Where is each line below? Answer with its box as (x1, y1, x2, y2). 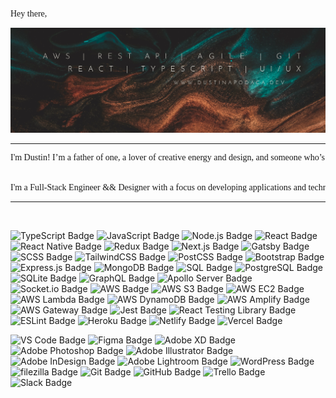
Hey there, (10, 9, 48, 19)
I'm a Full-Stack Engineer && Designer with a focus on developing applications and (10, 182, 307, 193)
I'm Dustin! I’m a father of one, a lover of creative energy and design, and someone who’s (10, 152, 325, 163)
